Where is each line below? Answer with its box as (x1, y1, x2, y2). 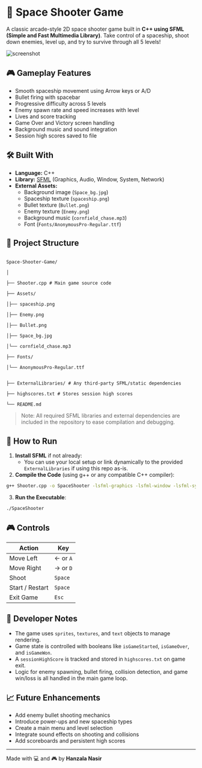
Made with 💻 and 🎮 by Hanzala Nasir (6, 755, 102, 762)
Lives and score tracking (14, 113, 76, 120)
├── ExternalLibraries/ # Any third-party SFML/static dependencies (6, 380, 182, 386)
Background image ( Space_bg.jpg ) (23, 188, 109, 195)
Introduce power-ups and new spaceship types (14, 718, 132, 725)
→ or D (54, 564, 73, 572)
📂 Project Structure (6, 238, 79, 248)
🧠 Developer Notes (6, 614, 78, 624)
